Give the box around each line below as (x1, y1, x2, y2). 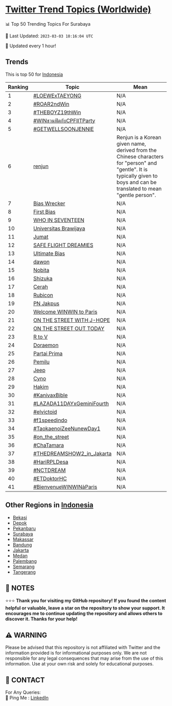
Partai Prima (33, 350, 63, 357)
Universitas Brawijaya (33, 225, 85, 232)
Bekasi (12, 514, 27, 520)
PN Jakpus (33, 300, 60, 307)
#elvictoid (33, 408, 57, 415)
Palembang (12, 558, 37, 564)
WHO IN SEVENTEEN (33, 217, 84, 224)
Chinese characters (116, 153, 164, 160)
